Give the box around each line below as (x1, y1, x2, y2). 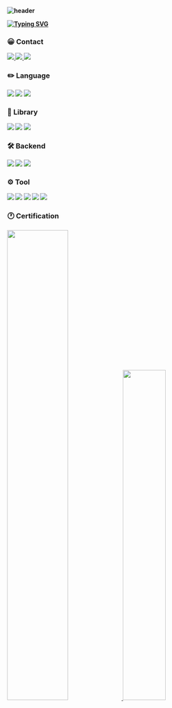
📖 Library (7, 107, 38, 117)
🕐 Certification (7, 212, 60, 221)
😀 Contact (7, 36, 44, 46)
